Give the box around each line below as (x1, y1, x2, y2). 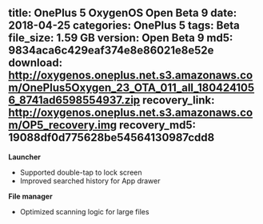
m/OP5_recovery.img (8, 119, 118, 132)
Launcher (8, 151, 42, 162)
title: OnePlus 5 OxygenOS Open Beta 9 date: (8, 6, 237, 20)
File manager (8, 191, 54, 201)
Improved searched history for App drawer (19, 175, 161, 186)
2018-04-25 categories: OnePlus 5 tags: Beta (8, 19, 240, 33)
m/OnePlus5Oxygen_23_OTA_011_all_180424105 (8, 81, 255, 95)
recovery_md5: (118, 119, 197, 132)
